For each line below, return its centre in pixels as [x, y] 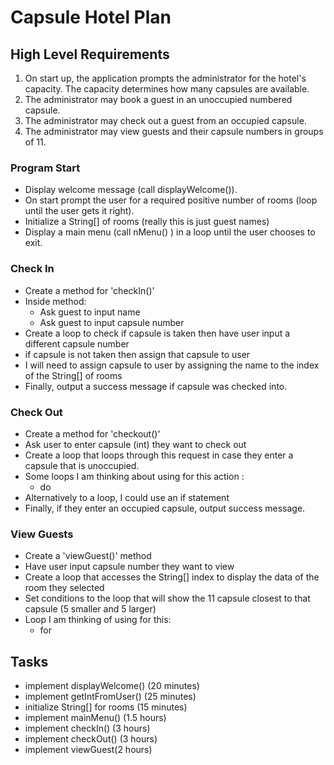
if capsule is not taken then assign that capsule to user [137, 354]
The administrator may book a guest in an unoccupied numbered [158, 99]
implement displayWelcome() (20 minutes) [112, 685]
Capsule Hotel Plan [91, 17]
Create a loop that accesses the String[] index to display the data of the [172, 577]
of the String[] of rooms [73, 375]
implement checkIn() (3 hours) [87, 728]
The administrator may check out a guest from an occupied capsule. [165, 120]
